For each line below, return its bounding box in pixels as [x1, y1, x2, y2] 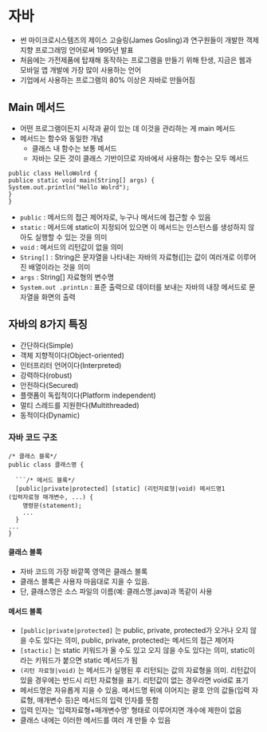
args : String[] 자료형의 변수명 [19, 272, 114, 282]
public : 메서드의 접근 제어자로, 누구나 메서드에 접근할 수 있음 [19, 212, 211, 222]
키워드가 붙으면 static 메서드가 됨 [34, 655, 138, 665]
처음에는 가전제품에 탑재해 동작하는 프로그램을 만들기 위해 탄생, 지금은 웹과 [19, 55, 253, 65]
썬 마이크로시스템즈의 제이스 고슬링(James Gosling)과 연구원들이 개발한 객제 [19, 35, 259, 45]
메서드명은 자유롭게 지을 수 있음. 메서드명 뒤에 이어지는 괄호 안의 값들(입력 [19, 686, 250, 695]
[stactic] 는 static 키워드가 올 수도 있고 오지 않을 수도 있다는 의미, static [19, 646, 249, 655]
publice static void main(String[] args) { [8, 176, 155, 184]
